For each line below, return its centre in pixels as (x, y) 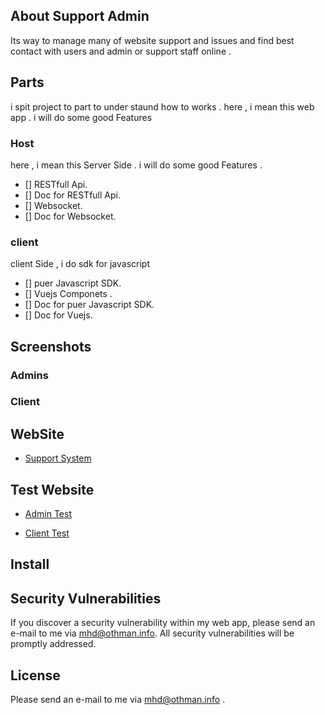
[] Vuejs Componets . (68, 294)
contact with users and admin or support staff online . (121, 51)
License (35, 675)
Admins (29, 375)
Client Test (47, 533)
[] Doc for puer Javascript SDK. (89, 305)
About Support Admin (80, 16)
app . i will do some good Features (81, 117)
